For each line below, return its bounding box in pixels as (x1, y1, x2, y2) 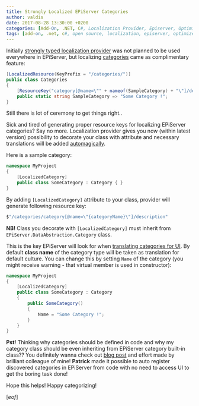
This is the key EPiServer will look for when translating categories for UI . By (6, 242, 190, 250)
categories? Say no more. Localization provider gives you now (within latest (6, 127, 191, 134)
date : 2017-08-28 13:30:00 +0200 (6, 20, 89, 26)
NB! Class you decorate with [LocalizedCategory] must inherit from (6, 224, 171, 232)
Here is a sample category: (6, 152, 72, 159)
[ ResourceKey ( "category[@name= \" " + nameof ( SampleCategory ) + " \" (17, 87, 184, 94)
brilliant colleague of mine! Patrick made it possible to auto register (6, 358, 171, 365)
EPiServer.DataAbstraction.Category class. (6, 231, 113, 238)
